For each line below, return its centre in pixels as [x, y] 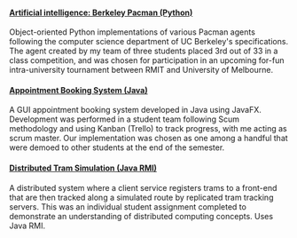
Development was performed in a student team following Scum [125, 119]
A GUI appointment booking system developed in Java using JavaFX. [135, 110]
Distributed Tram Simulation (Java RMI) [83, 168]
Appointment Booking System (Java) [78, 90]
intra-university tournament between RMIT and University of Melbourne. [141, 70]
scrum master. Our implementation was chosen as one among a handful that [148, 139]
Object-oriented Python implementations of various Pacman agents [132, 32]
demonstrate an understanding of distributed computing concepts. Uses [141, 216]
